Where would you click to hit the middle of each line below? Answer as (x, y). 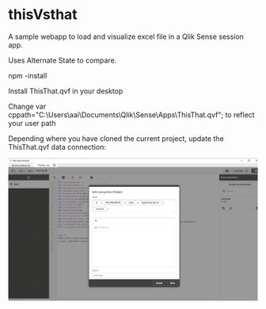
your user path (32, 123)
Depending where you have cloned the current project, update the (116, 138)
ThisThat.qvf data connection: (57, 147)
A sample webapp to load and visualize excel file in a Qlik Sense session (126, 36)
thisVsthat (43, 15)
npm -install (28, 75)
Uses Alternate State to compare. (63, 60)
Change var (27, 106)
